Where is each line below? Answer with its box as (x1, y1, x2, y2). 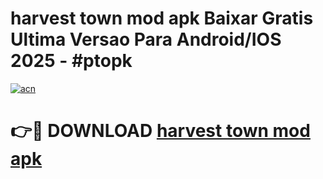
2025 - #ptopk (10, 50, 133, 72)
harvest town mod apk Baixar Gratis (10, 7, 314, 30)
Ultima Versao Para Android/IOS (10, 28, 282, 51)
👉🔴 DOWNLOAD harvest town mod (10, 120, 311, 142)
